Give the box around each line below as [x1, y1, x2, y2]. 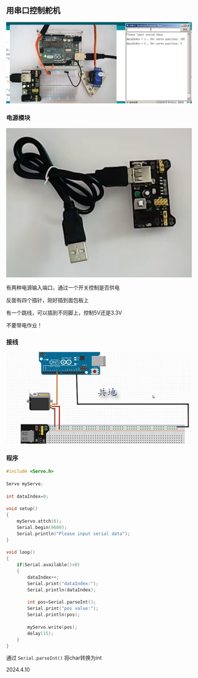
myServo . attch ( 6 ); [16, 518, 62, 524]
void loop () [6, 549, 35, 556]
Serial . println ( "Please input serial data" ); [16, 531, 131, 537]
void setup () [6, 506, 38, 512]
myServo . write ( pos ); [27, 624, 78, 630]
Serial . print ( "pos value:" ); [27, 605, 99, 612]
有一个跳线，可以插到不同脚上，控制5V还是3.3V [6, 309, 123, 316]
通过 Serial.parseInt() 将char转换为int [6, 654, 102, 661]
